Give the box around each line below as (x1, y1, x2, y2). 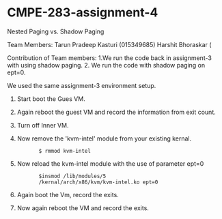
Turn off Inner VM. (16, 121, 69, 129)
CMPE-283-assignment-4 (7, 5, 158, 20)
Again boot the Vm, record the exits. (16, 190, 120, 199)
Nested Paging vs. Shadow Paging (7, 27, 105, 35)
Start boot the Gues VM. (16, 94, 85, 103)
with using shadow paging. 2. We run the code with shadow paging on (7, 61, 206, 69)
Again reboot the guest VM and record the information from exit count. (16, 108, 217, 116)
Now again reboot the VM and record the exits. (16, 203, 149, 212)
